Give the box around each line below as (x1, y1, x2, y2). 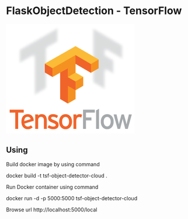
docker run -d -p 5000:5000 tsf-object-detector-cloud (6, 194, 138, 201)
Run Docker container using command (6, 183, 99, 190)
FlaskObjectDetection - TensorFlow (6, 4, 182, 18)
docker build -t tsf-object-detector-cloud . (6, 172, 108, 179)
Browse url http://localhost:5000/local (6, 206, 98, 213)
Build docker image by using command (6, 160, 100, 167)
